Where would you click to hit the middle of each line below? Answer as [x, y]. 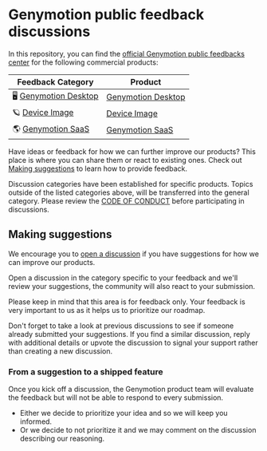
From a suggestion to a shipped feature [86, 371]
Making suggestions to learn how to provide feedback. [98, 168]
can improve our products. [52, 262]
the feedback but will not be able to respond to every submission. [116, 398]
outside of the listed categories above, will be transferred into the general [129, 192]
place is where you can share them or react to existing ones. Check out [125, 160]
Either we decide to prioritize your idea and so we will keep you [124, 413]
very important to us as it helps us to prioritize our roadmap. [107, 310]
